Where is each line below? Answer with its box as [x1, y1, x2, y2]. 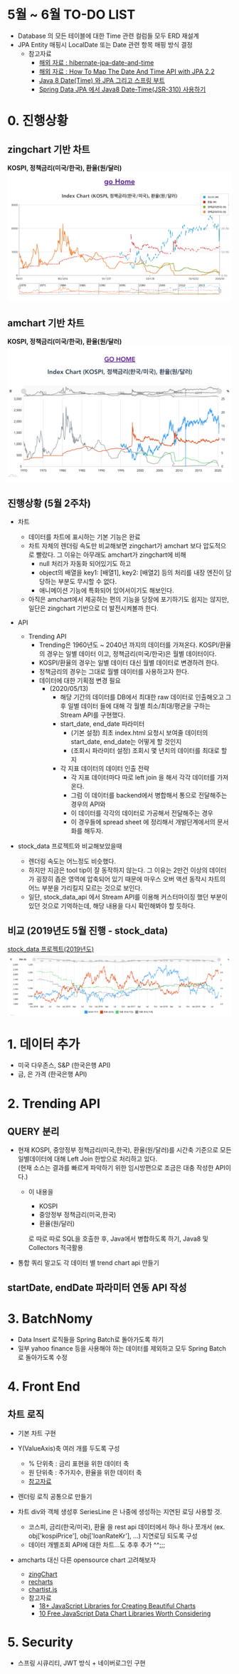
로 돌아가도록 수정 [17, 1353, 68, 1361]
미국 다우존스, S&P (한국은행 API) [17, 1061, 111, 1069]
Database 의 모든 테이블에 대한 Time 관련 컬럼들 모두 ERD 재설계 [17, 31, 199, 40]
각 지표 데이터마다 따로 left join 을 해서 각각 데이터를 [70, 773, 216, 782]
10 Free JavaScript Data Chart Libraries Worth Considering [38, 1609, 211, 1618]
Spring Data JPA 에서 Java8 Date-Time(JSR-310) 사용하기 [38, 85, 206, 94]
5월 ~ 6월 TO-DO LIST [7, 6, 136, 23]
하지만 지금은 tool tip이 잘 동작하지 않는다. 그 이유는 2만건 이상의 [28, 866, 208, 874]
